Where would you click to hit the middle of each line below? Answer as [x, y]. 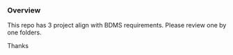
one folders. [24, 32]
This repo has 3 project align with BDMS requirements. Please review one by [117, 25]
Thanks [18, 46]
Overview [24, 10]
